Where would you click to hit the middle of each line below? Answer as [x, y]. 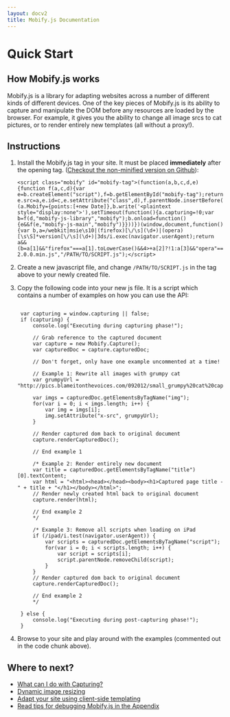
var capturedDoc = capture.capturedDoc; [91, 350]
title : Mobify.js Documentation [53, 20]
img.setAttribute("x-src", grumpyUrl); [102, 416]
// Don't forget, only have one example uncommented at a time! [127, 362]
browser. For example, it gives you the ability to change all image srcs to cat [114, 117]
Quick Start [40, 54]
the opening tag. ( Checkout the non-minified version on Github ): [108, 170]
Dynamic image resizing [51, 692]
